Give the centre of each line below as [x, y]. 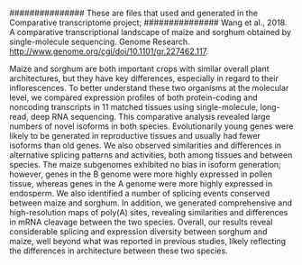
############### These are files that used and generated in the [134, 13]
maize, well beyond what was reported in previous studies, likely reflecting [148, 241]
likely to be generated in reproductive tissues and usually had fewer [135, 136]
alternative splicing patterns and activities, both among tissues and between [151, 155]
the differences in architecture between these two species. [119, 251]
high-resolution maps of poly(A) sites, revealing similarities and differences [149, 212]
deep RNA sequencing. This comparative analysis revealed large [150, 117]
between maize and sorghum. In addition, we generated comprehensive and [151, 203]
